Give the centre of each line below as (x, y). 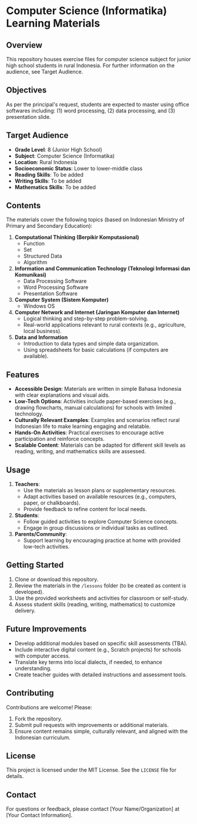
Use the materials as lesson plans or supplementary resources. (100, 490)
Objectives (26, 90)
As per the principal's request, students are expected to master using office (98, 104)
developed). (29, 592)
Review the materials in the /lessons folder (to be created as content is (100, 585)
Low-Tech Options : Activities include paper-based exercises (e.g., (95, 401)
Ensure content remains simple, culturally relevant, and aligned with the (101, 731)
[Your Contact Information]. (39, 815)
